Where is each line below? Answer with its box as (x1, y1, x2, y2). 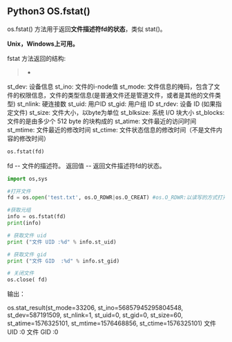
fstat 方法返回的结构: (7, 54, 66, 62)
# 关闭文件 (7, 270, 35, 277)
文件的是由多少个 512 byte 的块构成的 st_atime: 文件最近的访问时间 (7, 117, 197, 125)
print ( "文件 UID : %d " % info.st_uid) (7, 238, 117, 245)
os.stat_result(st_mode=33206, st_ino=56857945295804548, (7, 304, 184, 312)
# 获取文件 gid (7, 251, 47, 258)
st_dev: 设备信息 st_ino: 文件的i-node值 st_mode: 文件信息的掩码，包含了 (7, 82, 214, 91)
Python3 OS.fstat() (7, 6, 91, 17)
